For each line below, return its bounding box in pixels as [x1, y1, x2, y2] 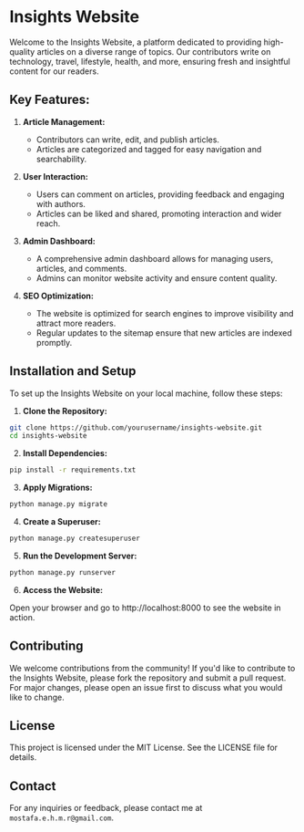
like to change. [9, 692, 66, 702]
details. [9, 752, 37, 763]
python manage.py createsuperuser [9, 534, 141, 544]
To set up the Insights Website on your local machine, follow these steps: [9, 388, 284, 399]
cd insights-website [9, 432, 88, 441]
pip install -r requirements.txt [9, 465, 137, 475]
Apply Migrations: [22, 482, 93, 494]
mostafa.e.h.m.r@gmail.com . [9, 812, 115, 823]
